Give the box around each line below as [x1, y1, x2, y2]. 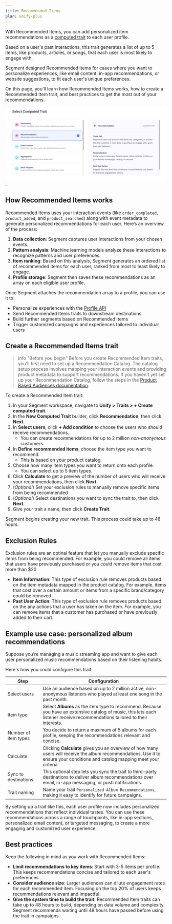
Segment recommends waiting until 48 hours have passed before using [12, 907, 164, 914]
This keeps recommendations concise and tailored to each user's [12, 869, 151, 875]
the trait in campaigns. [12, 913, 60, 919]
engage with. [5, 54, 33, 61]
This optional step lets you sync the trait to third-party [42, 768, 157, 775]
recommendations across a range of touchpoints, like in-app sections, [5, 814, 154, 820]
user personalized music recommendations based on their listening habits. [5, 656, 163, 663]
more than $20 [5, 567, 37, 573]
